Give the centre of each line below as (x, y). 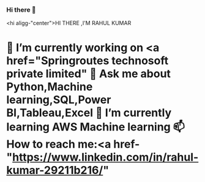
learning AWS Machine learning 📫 (95, 127)
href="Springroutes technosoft (88, 61)
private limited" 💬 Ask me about (89, 74)
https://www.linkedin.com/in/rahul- (105, 157)
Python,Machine (50, 87)
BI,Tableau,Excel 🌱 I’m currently (89, 113)
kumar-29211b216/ (55, 170)
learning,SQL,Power (59, 100)
